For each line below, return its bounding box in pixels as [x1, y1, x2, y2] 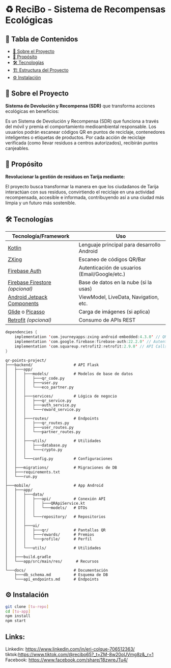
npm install [5, 613, 31, 618]
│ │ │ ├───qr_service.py [5, 398, 72, 403]
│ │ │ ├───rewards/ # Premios [5, 532, 95, 537]
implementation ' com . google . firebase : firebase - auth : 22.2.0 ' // [14, 339, 152, 344]
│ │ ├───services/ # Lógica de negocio [5, 393, 117, 399]
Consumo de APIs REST [78, 316, 136, 324]
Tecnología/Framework [12, 233, 70, 240]
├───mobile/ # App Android [5, 483, 103, 488]
